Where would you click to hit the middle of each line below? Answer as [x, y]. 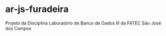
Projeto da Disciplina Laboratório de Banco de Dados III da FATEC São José [83, 23]
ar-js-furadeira [37, 9]
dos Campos [18, 28]
